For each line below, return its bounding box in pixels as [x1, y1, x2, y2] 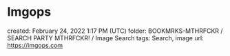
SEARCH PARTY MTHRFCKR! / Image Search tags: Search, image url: [7, 33, 205, 42]
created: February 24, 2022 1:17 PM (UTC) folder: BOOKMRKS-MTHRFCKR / [7, 27, 223, 35]
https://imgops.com [7, 41, 63, 49]
